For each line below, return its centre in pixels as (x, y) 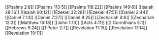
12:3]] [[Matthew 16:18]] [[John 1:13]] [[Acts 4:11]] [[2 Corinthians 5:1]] (76, 22)
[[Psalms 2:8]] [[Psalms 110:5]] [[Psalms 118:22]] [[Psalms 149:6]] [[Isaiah (79, 7)
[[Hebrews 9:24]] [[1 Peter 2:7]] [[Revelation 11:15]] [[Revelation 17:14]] (76, 28)
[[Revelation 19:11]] (24, 33)
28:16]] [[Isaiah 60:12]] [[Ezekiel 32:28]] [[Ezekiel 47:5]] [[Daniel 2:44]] (77, 12)
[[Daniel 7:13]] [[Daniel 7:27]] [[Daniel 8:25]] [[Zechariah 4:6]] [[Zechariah (80, 17)
